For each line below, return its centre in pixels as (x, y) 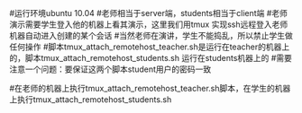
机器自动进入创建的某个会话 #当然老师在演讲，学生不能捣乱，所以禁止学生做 (151, 35)
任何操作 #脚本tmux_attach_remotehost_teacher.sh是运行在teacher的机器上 (150, 47)
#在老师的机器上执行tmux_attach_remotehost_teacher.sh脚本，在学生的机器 (150, 88)
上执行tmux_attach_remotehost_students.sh (91, 100)
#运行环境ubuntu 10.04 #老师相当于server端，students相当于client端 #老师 (149, 13)
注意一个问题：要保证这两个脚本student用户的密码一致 (110, 69)
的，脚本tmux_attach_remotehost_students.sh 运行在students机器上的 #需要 (151, 58)
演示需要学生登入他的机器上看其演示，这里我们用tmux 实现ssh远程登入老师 (149, 24)
